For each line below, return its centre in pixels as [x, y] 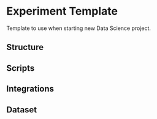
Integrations [30, 89]
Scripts [21, 68]
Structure [25, 47]
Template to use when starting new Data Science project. [79, 28]
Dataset [22, 110]
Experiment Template [62, 11]
